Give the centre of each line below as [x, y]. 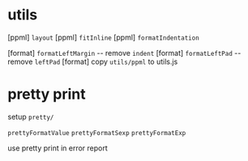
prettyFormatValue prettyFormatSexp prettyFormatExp [97, 133]
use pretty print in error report [58, 148]
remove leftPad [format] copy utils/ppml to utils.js [93, 61]
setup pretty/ [31, 117]
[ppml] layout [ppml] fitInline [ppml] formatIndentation [103, 37]
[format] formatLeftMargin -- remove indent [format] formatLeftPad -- [124, 53]
